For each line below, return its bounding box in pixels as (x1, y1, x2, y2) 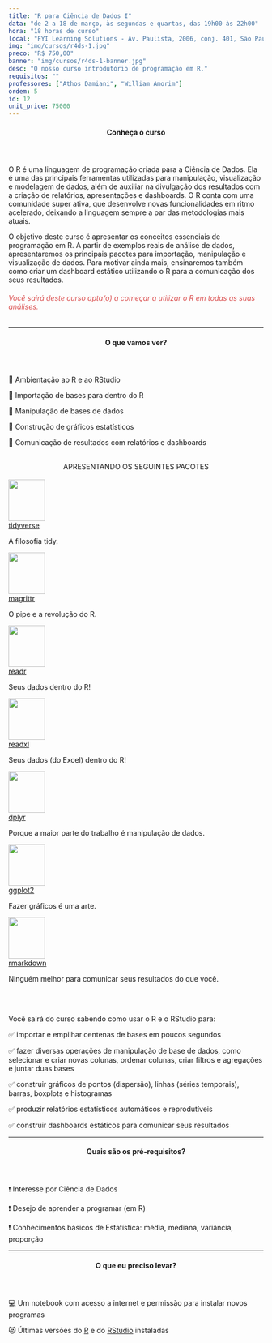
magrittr (8, 593, 35, 603)
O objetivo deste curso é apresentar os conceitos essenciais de (8, 232, 221, 242)
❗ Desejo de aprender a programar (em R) (8, 1204, 146, 1213)
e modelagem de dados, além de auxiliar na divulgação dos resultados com (8, 182, 261, 191)
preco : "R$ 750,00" (8, 49, 74, 58)
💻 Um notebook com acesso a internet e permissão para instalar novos (8, 1298, 248, 1307)
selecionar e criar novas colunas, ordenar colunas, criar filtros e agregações (8, 1054, 263, 1064)
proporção (8, 1234, 44, 1244)
